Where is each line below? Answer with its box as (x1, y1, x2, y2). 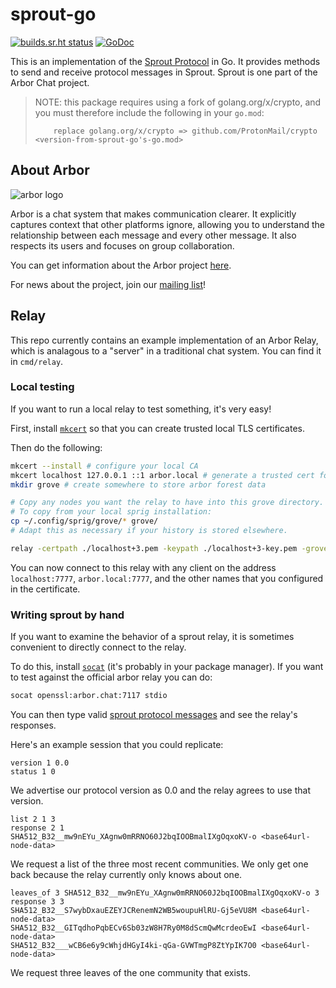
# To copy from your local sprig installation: (10, 507, 213, 517)
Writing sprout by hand (10, 608, 125, 622)
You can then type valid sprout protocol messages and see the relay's (10, 709, 298, 721)
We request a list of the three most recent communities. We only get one (10, 858, 309, 870)
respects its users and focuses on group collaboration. (10, 239, 235, 252)
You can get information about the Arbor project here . (10, 259, 232, 271)
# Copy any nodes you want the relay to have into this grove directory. (10, 498, 325, 508)
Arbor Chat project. (10, 76, 90, 88)
